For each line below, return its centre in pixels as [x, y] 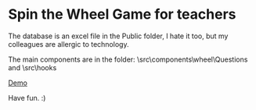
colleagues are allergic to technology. [69, 44]
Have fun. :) [27, 98]
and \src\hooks [32, 67]
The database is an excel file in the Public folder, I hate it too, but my [118, 36]
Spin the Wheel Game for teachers [122, 14]
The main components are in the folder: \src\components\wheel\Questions [128, 59]
